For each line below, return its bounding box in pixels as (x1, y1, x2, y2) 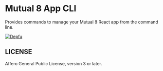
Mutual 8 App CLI (5, 3, 76, 14)
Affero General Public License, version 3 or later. (5, 60, 102, 66)
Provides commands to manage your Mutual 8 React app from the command (5, 19, 158, 25)
